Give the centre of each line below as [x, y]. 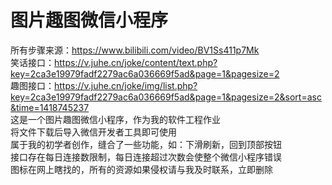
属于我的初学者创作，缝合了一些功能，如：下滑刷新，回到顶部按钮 [146, 144]
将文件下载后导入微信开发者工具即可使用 [93, 132]
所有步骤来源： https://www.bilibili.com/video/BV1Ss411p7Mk [135, 50]
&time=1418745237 [50, 107]
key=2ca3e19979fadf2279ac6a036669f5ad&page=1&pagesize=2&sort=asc [166, 97]
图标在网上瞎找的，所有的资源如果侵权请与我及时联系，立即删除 [141, 169]
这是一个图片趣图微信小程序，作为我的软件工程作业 [115, 119]
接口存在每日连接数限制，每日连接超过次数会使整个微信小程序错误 [146, 157]
